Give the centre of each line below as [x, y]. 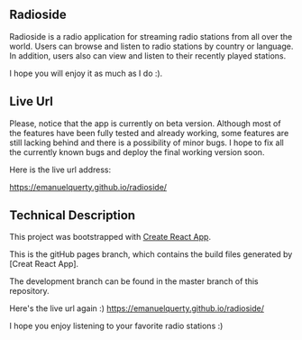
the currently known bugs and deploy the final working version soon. [137, 152]
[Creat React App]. [44, 264]
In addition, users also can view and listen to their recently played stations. [148, 55]
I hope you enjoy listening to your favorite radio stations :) [116, 326]
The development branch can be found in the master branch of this [134, 281]
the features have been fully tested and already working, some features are [149, 133]
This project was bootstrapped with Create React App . [110, 237]
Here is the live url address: [60, 170]
